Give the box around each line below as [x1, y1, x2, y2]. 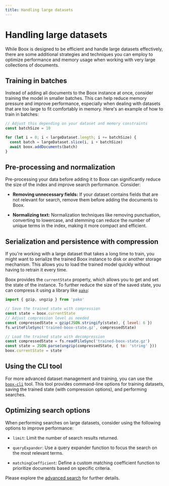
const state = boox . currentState [5, 311, 76, 316]
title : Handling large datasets [5, 7, 73, 13]
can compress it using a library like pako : [5, 287, 89, 293]
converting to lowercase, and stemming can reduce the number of [12, 218, 150, 224]
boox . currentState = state [5, 348, 62, 353]
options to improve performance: [5, 425, 74, 431]
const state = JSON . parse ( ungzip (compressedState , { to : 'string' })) [5, 344, 157, 349]
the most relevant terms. [12, 450, 64, 456]
